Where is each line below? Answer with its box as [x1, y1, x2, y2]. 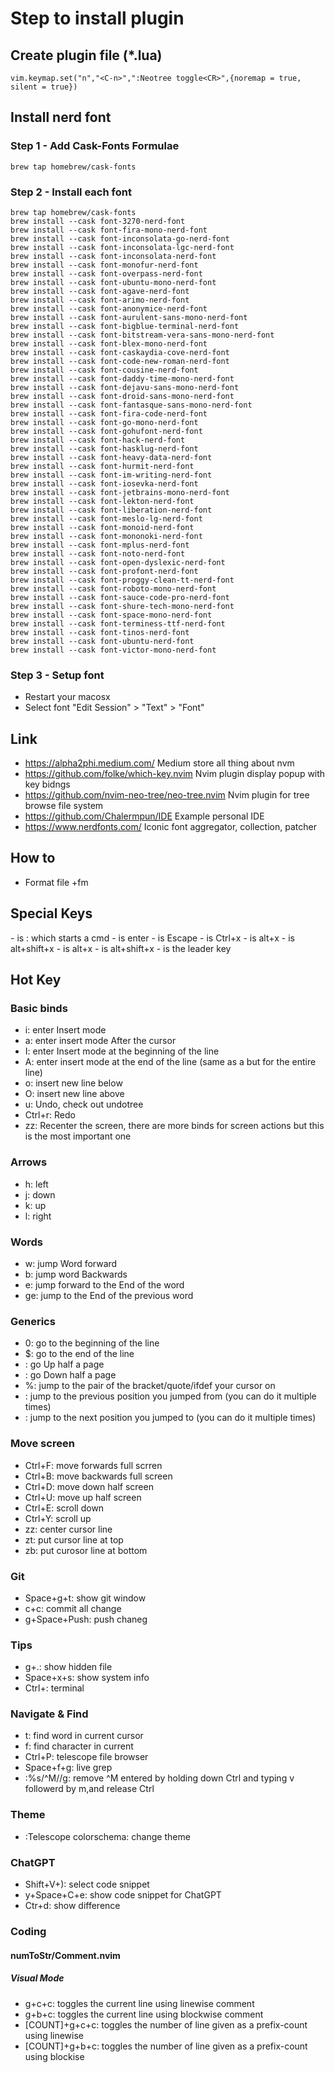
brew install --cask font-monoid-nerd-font [10, 522, 195, 532]
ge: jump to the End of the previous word [24, 1290, 194, 1301]
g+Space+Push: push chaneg [24, 1613, 148, 1625]
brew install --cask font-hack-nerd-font [10, 435, 186, 445]
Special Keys [10, 905, 93, 922]
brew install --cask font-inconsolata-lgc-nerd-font [10, 242, 235, 252]
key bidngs [24, 778, 71, 791]
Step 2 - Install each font [10, 185, 132, 199]
